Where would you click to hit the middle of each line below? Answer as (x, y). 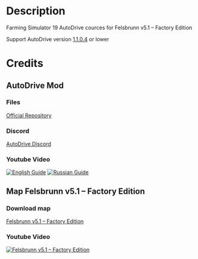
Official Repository (29, 115)
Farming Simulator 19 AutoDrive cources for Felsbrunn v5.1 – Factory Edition (99, 28)
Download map (28, 208)
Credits (25, 63)
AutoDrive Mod (35, 85)
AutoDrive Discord (29, 144)
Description (36, 11)
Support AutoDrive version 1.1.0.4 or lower (58, 39)
